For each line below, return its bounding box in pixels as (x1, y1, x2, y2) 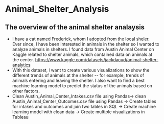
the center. (12, 57, 34, 62)
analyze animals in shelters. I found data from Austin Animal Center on (12, 47, 154, 52)
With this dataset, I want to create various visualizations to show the (12, 67, 150, 73)
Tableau (12, 114, 29, 120)
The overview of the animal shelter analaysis (5, 23, 145, 31)
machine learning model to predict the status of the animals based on (12, 83, 153, 89)
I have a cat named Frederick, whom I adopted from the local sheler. (12, 36, 150, 42)
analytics (12, 62, 31, 68)
